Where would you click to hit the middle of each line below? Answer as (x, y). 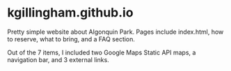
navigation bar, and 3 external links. (58, 59)
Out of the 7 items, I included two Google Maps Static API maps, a (102, 52)
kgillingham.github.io (70, 13)
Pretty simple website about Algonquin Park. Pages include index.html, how (115, 32)
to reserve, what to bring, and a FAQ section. (71, 39)
